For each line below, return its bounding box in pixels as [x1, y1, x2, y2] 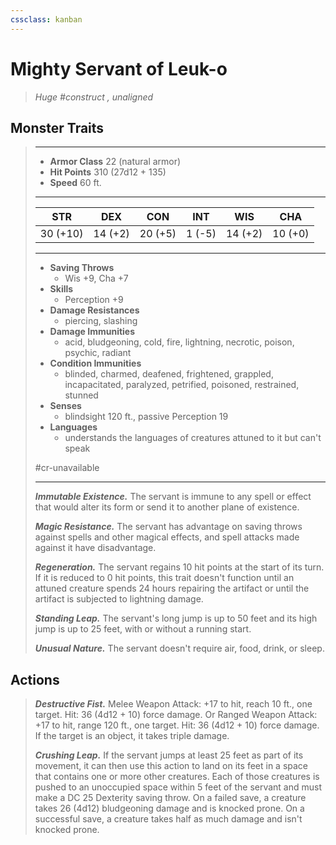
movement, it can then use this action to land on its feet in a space [34, 760, 309, 772]
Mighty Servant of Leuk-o [10, 57, 228, 80]
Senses [49, 400, 82, 412]
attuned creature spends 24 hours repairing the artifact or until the [34, 582, 310, 595]
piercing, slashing [64, 315, 138, 327]
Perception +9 [64, 294, 124, 306]
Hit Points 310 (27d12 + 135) [49, 166, 167, 178]
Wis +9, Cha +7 [64, 272, 129, 285]
